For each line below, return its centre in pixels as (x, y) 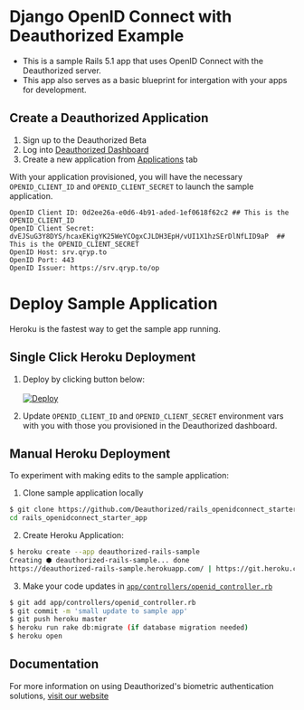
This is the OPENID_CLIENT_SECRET (75, 244)
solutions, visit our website (59, 696)
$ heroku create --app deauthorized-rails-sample (105, 552)
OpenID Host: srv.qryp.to (58, 252)
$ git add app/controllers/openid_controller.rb (103, 602)
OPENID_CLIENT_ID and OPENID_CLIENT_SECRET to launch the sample (132, 186)
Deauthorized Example (97, 36)
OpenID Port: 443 (42, 260)
